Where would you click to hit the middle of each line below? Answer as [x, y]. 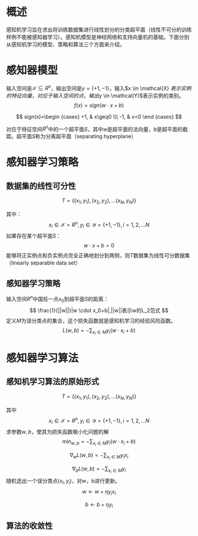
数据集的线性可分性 [41, 186]
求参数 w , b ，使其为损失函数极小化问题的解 [57, 432]
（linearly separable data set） [44, 263]
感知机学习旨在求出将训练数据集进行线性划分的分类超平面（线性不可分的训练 [99, 30]
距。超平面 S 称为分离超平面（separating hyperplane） [71, 136]
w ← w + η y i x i [99, 492]
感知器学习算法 [42, 358]
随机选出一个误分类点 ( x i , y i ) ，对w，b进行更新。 [63, 482]
